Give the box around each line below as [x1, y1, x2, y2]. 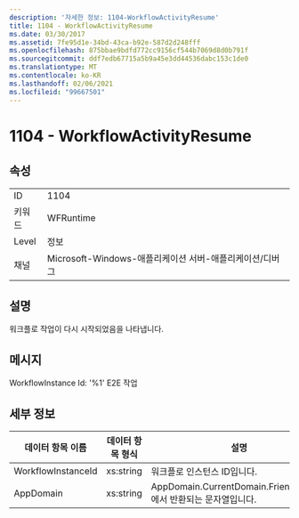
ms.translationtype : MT [9, 63, 98, 72]
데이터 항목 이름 [24, 441, 87, 454]
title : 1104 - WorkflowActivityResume [9, 21, 153, 30]
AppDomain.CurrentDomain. [150, 480, 270, 492]
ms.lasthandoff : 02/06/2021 [9, 79, 114, 88]
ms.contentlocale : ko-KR [9, 71, 101, 80]
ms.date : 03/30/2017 [9, 29, 86, 38]
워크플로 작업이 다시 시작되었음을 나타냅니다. [9, 324, 165, 335]
